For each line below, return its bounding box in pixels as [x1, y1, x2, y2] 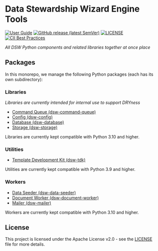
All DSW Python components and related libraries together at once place [5, 44, 151, 50]
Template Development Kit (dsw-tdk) [12, 157, 86, 163]
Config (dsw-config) [12, 114, 53, 120]
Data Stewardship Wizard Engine [5, 3, 140, 15]
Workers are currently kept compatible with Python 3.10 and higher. [5, 209, 139, 215]
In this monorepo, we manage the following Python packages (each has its [5, 71, 154, 77]
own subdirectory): [5, 76, 43, 82]
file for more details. [5, 241, 45, 247]
